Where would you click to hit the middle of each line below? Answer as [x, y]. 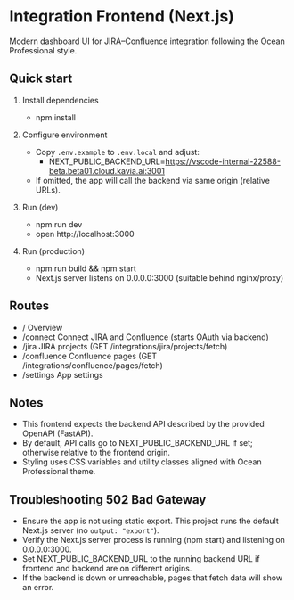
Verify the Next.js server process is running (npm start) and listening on [153, 540]
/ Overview [42, 327]
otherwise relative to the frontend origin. [96, 453]
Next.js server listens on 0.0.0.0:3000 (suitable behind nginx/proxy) [159, 277]
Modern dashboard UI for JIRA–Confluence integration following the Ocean [147, 41]
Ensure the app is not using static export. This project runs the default [150, 521]
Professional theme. [59, 472]
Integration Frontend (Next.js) [122, 16]
